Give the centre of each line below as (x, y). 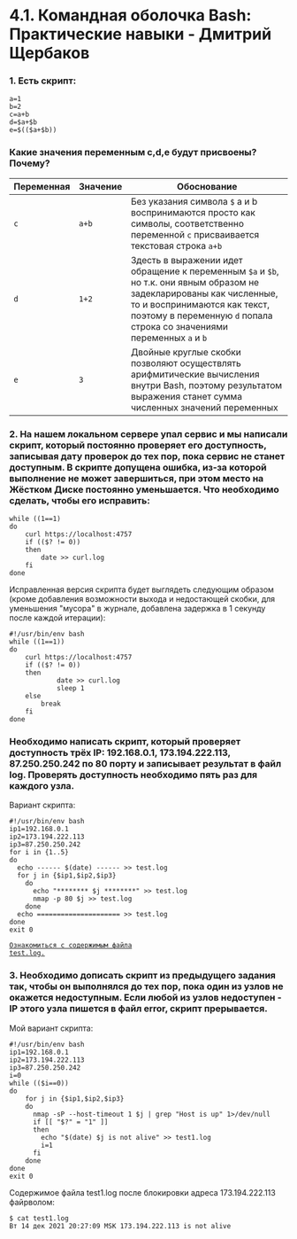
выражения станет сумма (187, 396)
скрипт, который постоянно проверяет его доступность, (138, 445)
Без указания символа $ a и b (194, 201)
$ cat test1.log (39, 1218)
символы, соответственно (188, 223)
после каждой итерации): (57, 618)
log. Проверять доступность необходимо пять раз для (133, 775)
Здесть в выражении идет (187, 260)
